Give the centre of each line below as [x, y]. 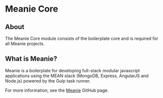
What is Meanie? [31, 59]
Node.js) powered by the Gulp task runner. [48, 81]
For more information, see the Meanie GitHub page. [57, 90]
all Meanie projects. [25, 44]
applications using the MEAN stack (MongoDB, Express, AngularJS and [77, 76]
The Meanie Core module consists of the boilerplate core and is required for [82, 38]
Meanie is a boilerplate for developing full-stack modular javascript [73, 70]
